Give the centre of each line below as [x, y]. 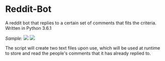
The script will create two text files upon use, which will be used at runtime [83, 48]
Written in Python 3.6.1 [28, 28]
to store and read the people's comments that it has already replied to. [78, 53]
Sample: [14, 38]
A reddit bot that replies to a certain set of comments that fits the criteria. [81, 23]
